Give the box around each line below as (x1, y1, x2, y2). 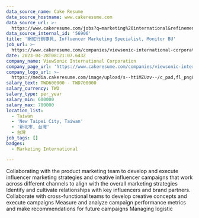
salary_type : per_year (6, 91, 62, 97)
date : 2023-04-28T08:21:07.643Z (6, 53, 86, 58)
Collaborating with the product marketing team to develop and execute (6, 167, 179, 174)
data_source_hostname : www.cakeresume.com (6, 14, 113, 20)
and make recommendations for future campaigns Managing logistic (6, 205, 173, 212)
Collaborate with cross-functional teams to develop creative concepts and (6, 193, 187, 200)
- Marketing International (11, 146, 78, 152)
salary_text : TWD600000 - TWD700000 (6, 80, 97, 86)
